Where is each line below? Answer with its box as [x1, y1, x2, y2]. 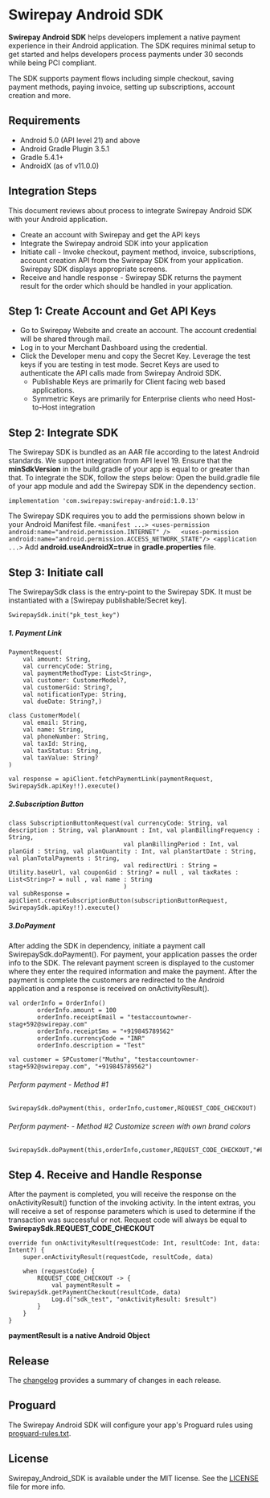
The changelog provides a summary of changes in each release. [8, 1375, 222, 1385]
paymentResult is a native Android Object [8, 1331, 150, 1340]
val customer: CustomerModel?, [22, 676, 128, 685]
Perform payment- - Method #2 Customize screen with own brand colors [8, 1121, 251, 1131]
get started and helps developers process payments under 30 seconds [8, 49, 243, 59]
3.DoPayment [8, 920, 55, 930]
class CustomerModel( [8, 711, 81, 719]
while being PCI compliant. [8, 58, 97, 68]
